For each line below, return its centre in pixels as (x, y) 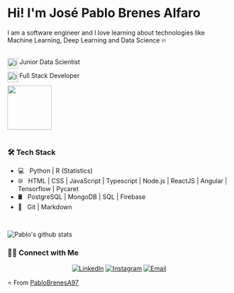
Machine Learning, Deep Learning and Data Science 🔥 (87, 40)
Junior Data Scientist (50, 62)
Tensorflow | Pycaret (48, 189)
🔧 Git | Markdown (45, 207)
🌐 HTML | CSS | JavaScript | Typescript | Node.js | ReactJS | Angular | (122, 181)
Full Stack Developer (50, 75)
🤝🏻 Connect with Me (43, 253)
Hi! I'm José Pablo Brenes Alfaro (104, 13)
